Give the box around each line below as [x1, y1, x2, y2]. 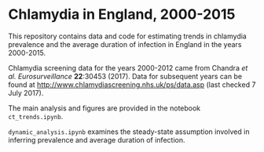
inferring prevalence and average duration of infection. [8, 135, 185, 144]
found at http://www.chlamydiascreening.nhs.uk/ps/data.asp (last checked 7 [8, 80, 256, 89]
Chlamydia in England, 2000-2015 [8, 5, 236, 24]
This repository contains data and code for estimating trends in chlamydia [8, 31, 247, 41]
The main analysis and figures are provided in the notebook [8, 103, 201, 113]
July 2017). [8, 88, 44, 97]
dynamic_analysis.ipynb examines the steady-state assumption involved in [8, 127, 250, 136]
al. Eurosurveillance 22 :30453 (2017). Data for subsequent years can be [8, 71, 242, 81]
